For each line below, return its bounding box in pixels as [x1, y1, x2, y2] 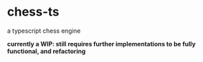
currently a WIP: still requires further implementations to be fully [7, 40, 196, 48]
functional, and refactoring [7, 47, 86, 55]
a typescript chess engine [7, 27, 81, 35]
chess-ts [7, 4, 60, 20]
